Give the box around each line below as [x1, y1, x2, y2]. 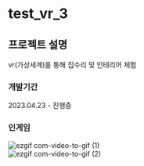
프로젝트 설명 [8, 38, 68, 51]
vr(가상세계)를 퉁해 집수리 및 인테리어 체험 [8, 60, 137, 69]
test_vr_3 [8, 5, 69, 23]
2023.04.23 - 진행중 [8, 101, 72, 110]
